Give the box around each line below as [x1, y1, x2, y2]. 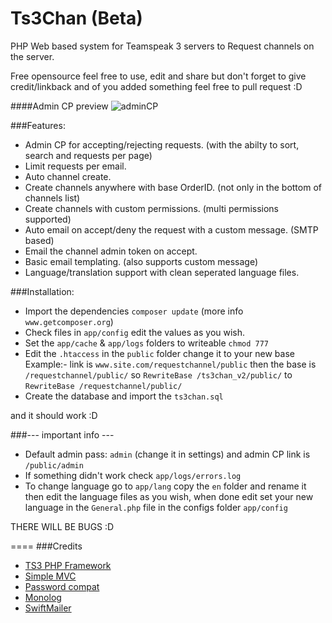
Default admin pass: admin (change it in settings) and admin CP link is [24, 448, 311, 460]
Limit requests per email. [24, 160, 127, 172]
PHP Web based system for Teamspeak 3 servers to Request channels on [10, 40, 315, 52]
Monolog [24, 591, 62, 603]
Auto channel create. [24, 170, 112, 182]
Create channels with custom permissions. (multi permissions [24, 202, 280, 214]
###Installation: [10, 285, 75, 297]
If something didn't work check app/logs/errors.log [24, 469, 242, 481]
